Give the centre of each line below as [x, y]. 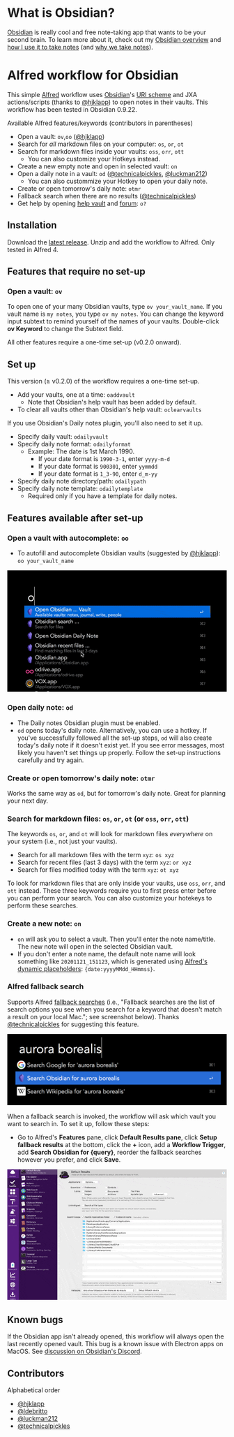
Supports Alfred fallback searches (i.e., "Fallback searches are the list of [111, 1002]
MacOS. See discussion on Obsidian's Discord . [75, 1351]
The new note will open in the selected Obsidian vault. [95, 946]
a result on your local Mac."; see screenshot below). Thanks [93, 1016]
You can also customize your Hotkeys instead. [94, 159]
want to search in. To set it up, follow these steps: [78, 1124]
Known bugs [36, 1319]
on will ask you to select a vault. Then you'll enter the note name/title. [116, 939]
